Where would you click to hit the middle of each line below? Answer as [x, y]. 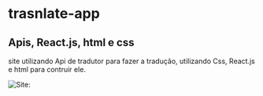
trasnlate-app [54, 14]
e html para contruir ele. [47, 69]
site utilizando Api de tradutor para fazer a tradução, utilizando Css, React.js [132, 61]
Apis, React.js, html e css [71, 43]
